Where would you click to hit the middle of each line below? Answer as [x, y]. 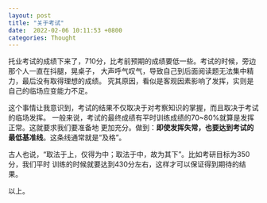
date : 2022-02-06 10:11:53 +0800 [66, 30]
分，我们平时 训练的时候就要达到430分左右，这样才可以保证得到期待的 [124, 164]
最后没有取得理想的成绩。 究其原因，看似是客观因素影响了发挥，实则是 [138, 81]
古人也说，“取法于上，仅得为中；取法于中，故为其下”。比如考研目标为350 [129, 155]
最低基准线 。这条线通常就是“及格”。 [67, 138]
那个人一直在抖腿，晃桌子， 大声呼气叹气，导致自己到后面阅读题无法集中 [128, 71]
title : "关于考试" [37, 23]
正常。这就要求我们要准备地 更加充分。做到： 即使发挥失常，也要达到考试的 [131, 128]
